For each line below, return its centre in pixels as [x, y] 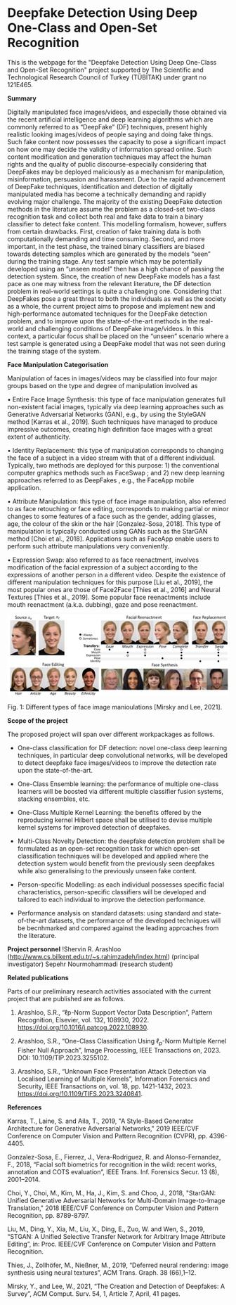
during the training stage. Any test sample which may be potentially [105, 261]
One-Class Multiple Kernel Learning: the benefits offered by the [109, 813]
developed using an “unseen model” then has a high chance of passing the [116, 269]
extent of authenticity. [39, 437]
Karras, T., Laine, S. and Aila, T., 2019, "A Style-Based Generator [100, 1121]
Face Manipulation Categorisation [58, 364]
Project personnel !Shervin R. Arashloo [64, 949]
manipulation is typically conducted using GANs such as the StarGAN [107, 531]
